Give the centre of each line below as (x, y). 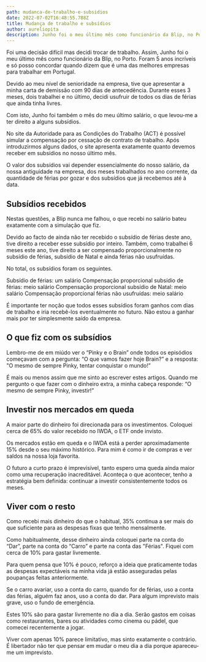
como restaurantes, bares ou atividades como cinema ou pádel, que (93, 621)
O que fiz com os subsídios (59, 338)
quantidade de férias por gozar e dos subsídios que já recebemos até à (96, 178)
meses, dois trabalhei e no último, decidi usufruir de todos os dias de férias (101, 97)
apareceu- (186, 646)
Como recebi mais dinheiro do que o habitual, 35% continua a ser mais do (100, 522)
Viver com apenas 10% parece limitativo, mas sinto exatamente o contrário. (101, 639)
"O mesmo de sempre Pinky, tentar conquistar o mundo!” (79, 365)
